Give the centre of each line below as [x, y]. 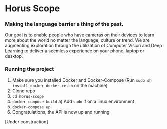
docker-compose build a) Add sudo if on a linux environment [73, 101]
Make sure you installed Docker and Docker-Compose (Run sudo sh [82, 80]
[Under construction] [27, 121]
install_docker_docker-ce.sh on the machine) [60, 85]
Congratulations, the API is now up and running [61, 112]
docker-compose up [31, 107]
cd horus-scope [28, 96]
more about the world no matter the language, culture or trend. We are [77, 40]
